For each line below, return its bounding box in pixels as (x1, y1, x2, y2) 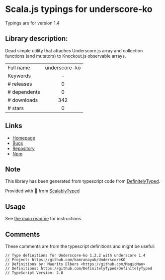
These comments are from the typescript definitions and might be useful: (5, 243, 155, 249)
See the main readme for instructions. (5, 216, 82, 222)
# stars (7, 105, 24, 112)
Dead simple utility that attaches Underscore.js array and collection (5, 47, 143, 53)
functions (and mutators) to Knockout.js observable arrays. (5, 53, 126, 59)
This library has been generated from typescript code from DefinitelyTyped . (5, 178, 161, 184)
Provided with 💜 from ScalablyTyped (5, 188, 80, 194)
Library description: (5, 34, 68, 43)
